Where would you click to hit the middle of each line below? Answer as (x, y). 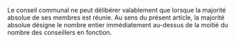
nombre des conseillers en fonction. (60, 32)
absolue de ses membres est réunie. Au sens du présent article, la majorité (116, 17)
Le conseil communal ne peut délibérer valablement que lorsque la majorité (117, 10)
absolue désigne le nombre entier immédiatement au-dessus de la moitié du (118, 25)
